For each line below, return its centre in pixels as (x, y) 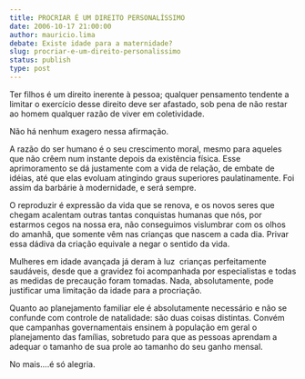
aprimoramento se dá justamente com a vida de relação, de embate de (142, 168)
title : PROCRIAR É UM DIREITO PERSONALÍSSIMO (97, 18)
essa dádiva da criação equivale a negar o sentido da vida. (120, 244)
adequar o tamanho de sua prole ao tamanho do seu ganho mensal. (137, 346)
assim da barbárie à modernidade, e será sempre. (103, 187)
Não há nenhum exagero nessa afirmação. (89, 131)
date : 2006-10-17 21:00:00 (61, 26)
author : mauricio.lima (52, 35)
